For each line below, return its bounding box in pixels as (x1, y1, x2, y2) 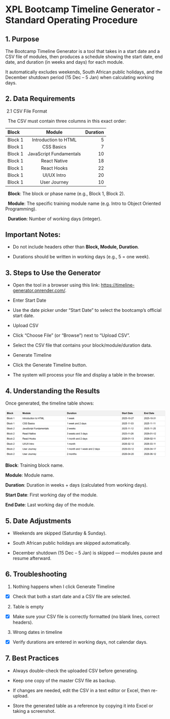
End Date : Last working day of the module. (5, 502, 95, 508)
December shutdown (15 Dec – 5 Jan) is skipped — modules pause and (12, 549, 163, 556)
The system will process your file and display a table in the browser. (12, 372, 155, 378)
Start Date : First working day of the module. (5, 492, 98, 498)
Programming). (5, 205, 37, 212)
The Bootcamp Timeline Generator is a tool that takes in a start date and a (5, 48, 160, 54)
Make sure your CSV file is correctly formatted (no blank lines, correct (12, 613, 160, 620)
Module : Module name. (5, 472, 54, 478)
